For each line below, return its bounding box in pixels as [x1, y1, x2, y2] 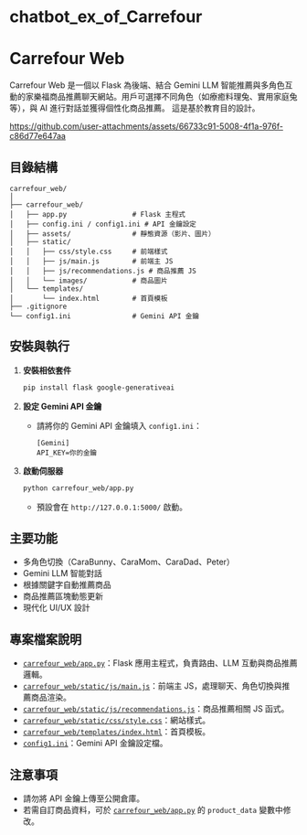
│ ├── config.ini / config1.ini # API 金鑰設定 [9, 219, 196, 229]
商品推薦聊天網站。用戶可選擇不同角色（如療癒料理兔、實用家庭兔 [48, 91, 298, 102]
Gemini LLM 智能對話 [22, 568, 103, 579]
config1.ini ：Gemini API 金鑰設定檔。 [22, 738, 168, 749]
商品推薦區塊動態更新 [22, 591, 103, 602]
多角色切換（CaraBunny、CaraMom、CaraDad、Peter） [22, 556, 235, 568]
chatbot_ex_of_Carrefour [9, 6, 203, 27]
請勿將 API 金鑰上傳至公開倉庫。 [22, 793, 145, 804]
